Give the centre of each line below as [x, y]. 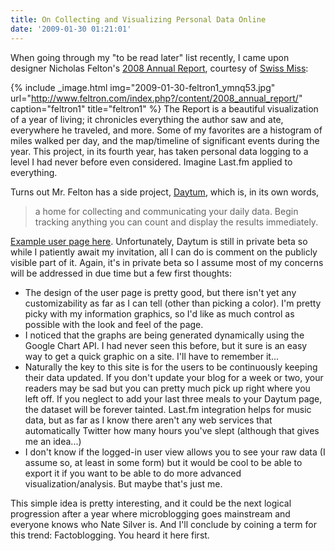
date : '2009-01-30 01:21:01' [71, 29]
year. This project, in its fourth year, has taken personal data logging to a [159, 151]
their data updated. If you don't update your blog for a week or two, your [174, 377]
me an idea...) [53, 441]
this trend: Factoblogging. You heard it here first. [110, 535]
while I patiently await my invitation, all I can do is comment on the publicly [164, 252]
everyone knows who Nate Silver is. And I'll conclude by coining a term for [163, 524]
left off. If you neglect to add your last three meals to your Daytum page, [173, 398]
